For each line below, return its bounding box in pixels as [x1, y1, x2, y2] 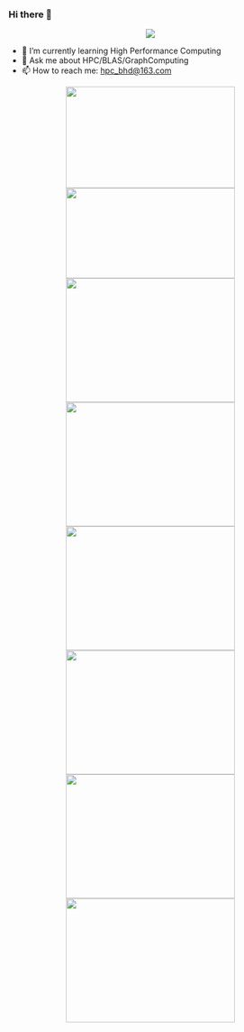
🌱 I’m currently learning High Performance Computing [21, 45, 221, 57]
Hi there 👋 [8, 8, 53, 21]
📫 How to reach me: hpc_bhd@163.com [21, 65, 172, 76]
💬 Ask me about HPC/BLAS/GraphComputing [21, 55, 189, 66]
